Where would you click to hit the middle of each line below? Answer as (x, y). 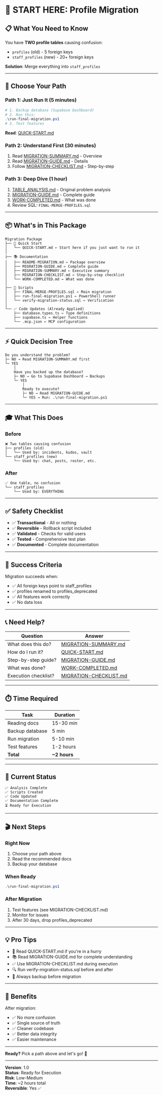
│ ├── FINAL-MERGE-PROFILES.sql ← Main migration (58, 292)
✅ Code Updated (21, 796)
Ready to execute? (41, 389)
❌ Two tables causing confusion (38, 444)
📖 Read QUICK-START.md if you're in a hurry (57, 951)
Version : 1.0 (17, 1068)
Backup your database (34, 864)
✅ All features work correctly (41, 597)
